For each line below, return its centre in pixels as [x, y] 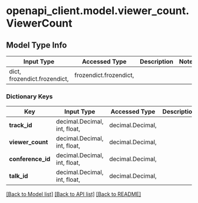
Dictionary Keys [29, 96]
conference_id [30, 159]
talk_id [19, 176]
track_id [21, 125]
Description [157, 61]
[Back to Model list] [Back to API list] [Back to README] [74, 194]
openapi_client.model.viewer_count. [98, 11]
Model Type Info [37, 45]
